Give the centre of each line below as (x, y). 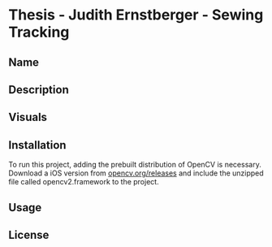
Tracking (39, 32)
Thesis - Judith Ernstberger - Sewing (136, 15)
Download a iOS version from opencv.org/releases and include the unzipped (136, 173)
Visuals (28, 117)
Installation (37, 145)
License (29, 234)
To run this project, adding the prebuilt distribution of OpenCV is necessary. (135, 165)
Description (39, 90)
